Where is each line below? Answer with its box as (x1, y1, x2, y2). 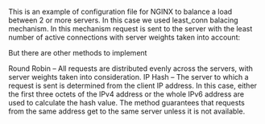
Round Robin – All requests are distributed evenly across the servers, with (8, 64, 254, 73)
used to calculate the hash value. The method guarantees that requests (8, 98, 246, 107)
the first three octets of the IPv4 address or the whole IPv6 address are (8, 89, 244, 99)
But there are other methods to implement (8, 48, 147, 57)
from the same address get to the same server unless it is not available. (8, 106, 246, 116)
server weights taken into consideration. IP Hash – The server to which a (8, 72, 249, 81)
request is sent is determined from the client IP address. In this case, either (8, 81, 258, 90)
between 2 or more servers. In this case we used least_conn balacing (8, 15, 239, 25)
